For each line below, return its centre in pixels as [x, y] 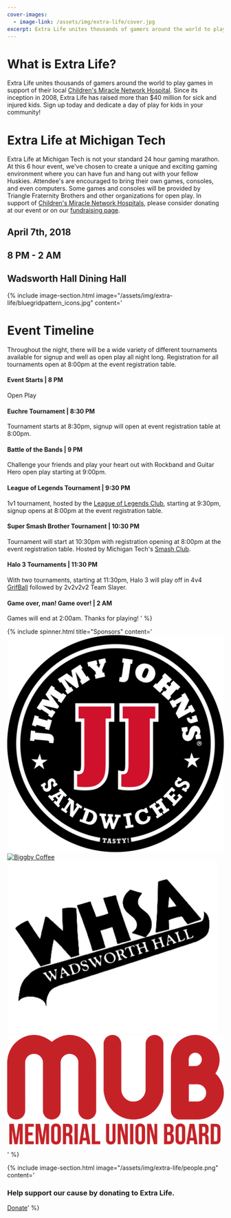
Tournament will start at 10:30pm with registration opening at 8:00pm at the [114, 541]
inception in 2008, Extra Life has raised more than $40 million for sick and [112, 98]
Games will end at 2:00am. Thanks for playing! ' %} [80, 618]
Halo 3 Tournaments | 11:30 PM [53, 565]
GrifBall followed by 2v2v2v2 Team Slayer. [67, 587]
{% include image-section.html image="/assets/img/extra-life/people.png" [113, 1168]
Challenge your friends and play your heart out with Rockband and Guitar [111, 465]
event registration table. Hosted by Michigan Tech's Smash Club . [99, 549]
